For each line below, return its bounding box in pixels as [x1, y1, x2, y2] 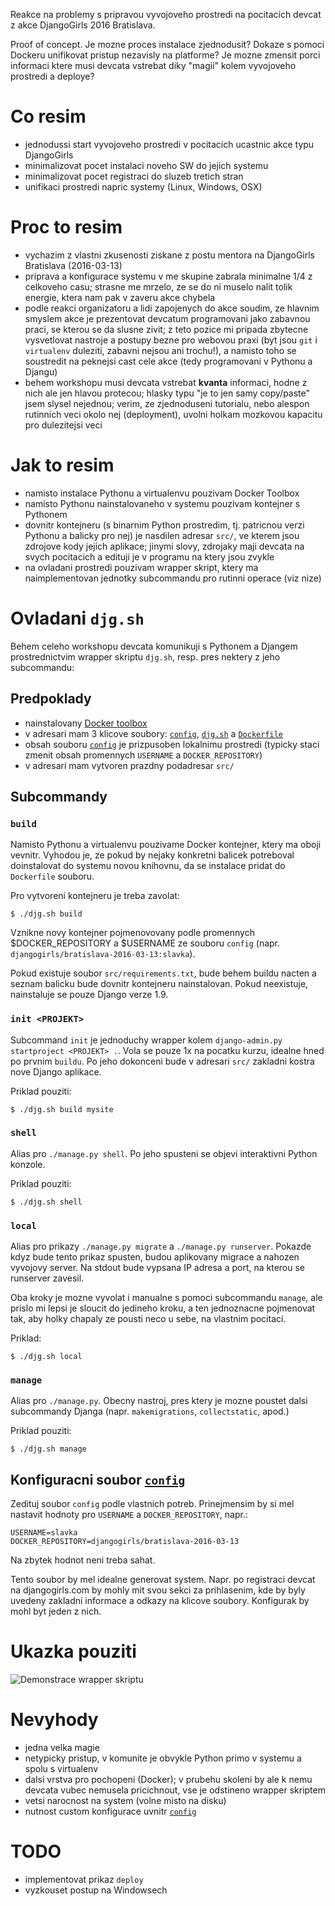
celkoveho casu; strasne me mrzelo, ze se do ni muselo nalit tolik [24, 280, 293, 293]
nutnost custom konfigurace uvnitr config [24, 1805, 197, 1818]
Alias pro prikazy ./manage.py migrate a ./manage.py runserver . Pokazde [10, 1240, 312, 1253]
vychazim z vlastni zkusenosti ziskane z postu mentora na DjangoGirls [24, 249, 315, 261]
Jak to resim [10, 454, 115, 477]
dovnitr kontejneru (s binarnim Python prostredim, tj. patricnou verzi [24, 519, 305, 531]
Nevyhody [10, 1709, 99, 1731]
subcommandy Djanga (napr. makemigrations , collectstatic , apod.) [10, 1405, 290, 1418]
